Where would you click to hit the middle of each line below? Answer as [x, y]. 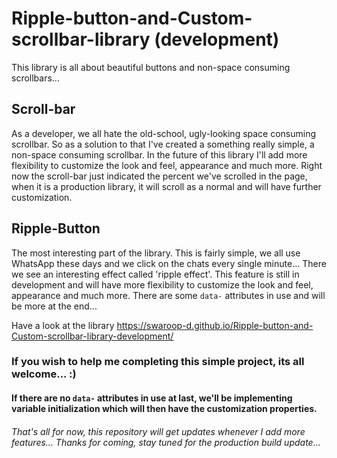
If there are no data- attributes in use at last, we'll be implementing [152, 398]
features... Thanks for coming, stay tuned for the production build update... [166, 442]
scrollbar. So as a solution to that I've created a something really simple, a [163, 144]
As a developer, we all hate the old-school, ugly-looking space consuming [164, 133]
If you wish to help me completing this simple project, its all [158, 362]
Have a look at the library [63, 325]
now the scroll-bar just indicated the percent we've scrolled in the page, [159, 176]
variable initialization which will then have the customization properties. [164, 409]
